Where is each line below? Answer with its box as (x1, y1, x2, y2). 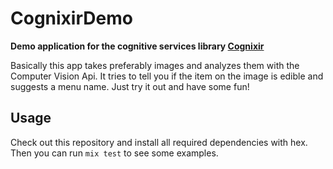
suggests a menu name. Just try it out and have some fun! (10, 80, 250, 92)
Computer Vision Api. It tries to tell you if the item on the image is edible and (10, 70, 324, 82)
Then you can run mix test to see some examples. (10, 147, 219, 159)
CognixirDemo (10, 7, 133, 30)
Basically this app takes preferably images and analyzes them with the (10, 59, 300, 71)
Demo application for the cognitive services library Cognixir (10, 40, 265, 52)
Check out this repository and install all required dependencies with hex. (10, 136, 308, 148)
